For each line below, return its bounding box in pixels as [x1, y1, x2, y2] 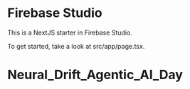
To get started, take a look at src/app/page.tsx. [7, 42, 145, 50]
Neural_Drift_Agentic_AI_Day [7, 67, 184, 83]
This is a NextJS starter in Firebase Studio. [7, 28, 133, 37]
